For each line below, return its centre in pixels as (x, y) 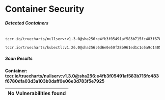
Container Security (45, 9)
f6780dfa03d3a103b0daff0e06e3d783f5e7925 (55, 81)
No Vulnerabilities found (37, 93)
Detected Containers (27, 23)
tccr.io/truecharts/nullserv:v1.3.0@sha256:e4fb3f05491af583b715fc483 (82, 76)
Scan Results (19, 58)
